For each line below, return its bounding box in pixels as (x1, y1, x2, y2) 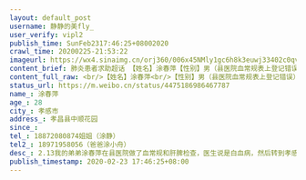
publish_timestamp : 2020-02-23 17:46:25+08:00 (9, 156, 189, 166)
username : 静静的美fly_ (9, 22, 94, 31)
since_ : (9, 124, 39, 133)
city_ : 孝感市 (9, 106, 59, 115)
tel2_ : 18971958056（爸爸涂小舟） (9, 140, 131, 149)
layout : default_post (9, 13, 92, 23)
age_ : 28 (9, 97, 43, 107)
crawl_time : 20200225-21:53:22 (9, 47, 128, 56)
